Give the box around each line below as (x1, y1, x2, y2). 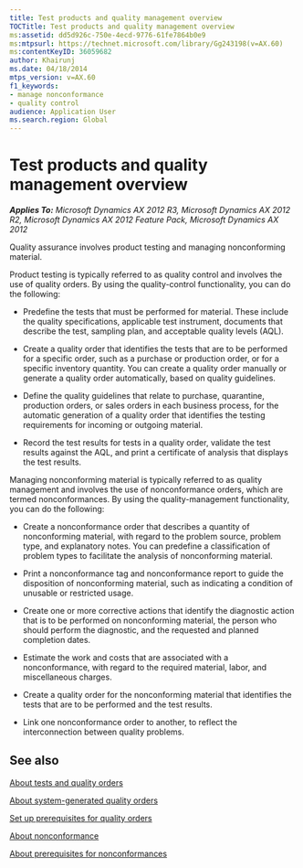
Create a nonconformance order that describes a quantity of (22, 521, 250, 532)
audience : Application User (9, 107, 117, 116)
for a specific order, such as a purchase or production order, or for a (22, 353, 280, 364)
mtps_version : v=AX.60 (9, 73, 96, 82)
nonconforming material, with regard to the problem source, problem (22, 531, 281, 542)
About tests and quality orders (9, 777, 123, 788)
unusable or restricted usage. (22, 587, 134, 599)
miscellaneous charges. (22, 671, 112, 682)
